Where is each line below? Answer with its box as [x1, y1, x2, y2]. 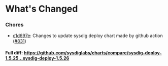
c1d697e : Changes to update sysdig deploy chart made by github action [12, 32, 163, 39]
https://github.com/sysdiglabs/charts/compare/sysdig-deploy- [23, 50, 162, 56]
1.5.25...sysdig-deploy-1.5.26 [5, 55, 70, 61]
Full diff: [5, 50, 23, 56]
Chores [5, 21, 24, 28]
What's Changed [5, 3, 78, 15]
